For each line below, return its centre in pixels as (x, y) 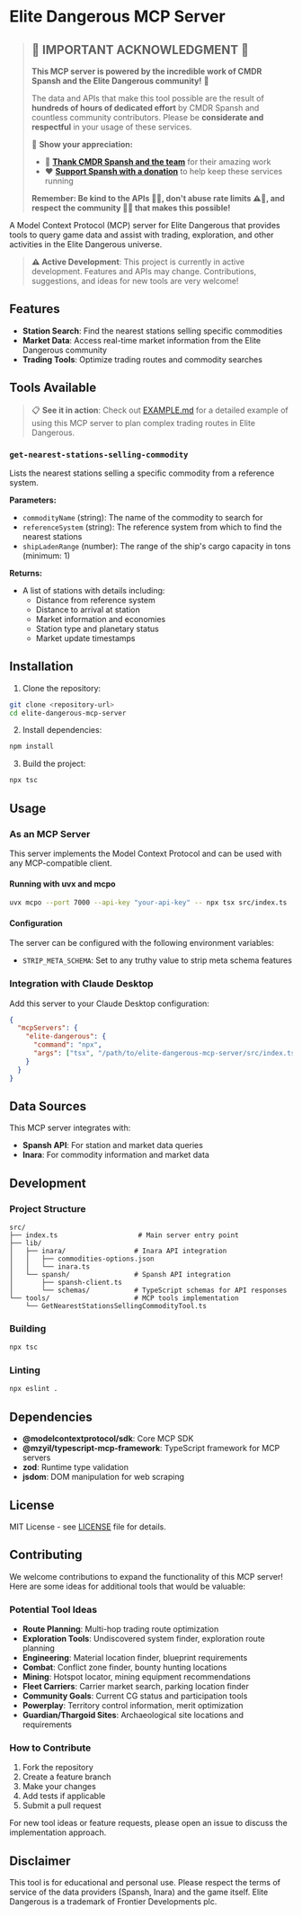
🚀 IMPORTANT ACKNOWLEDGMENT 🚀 (140, 50)
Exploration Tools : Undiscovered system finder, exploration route (143, 1639)
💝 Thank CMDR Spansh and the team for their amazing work (158, 162)
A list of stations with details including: (93, 590)
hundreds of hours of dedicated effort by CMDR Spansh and (145, 108)
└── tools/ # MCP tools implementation (124, 1298)
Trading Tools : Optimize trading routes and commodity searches (142, 359)
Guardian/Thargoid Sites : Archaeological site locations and (133, 1715)
